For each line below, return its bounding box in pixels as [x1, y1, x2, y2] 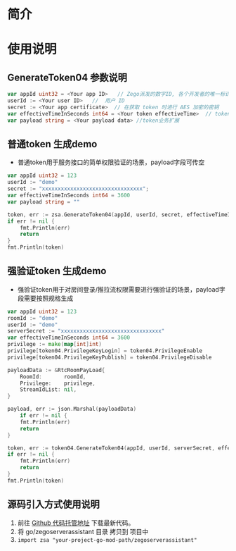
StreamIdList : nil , [20, 386, 77, 393]
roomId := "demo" [7, 314, 58, 321]
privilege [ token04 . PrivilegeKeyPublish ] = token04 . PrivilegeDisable [7, 354, 212, 361]
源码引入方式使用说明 [7, 498, 100, 511]
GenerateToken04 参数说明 [7, 71, 128, 83]
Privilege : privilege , [20, 380, 96, 387]
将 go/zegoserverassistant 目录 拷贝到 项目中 [17, 527, 149, 535]
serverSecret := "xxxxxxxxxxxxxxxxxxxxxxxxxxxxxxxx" [7, 328, 165, 335]
